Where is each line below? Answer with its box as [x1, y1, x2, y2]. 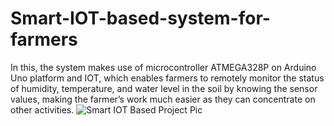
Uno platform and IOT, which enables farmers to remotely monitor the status [10, 72, 325, 84]
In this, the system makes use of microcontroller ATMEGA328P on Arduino [10, 61, 317, 73]
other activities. [10, 103, 75, 116]
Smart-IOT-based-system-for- [10, 7, 271, 30]
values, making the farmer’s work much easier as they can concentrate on [10, 93, 316, 105]
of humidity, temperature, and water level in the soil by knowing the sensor [10, 82, 318, 94]
